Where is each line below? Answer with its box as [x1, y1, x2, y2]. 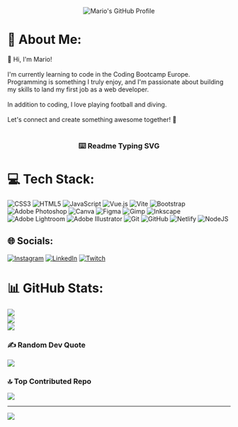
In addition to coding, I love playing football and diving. [7, 100, 167, 109]
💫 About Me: [7, 32, 82, 48]
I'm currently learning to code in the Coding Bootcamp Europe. [7, 70, 191, 78]
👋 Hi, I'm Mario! [7, 55, 52, 63]
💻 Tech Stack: [7, 171, 95, 187]
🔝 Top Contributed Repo [7, 376, 92, 386]
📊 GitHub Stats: [7, 280, 104, 296]
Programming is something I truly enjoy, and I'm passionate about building [7, 77, 224, 86]
